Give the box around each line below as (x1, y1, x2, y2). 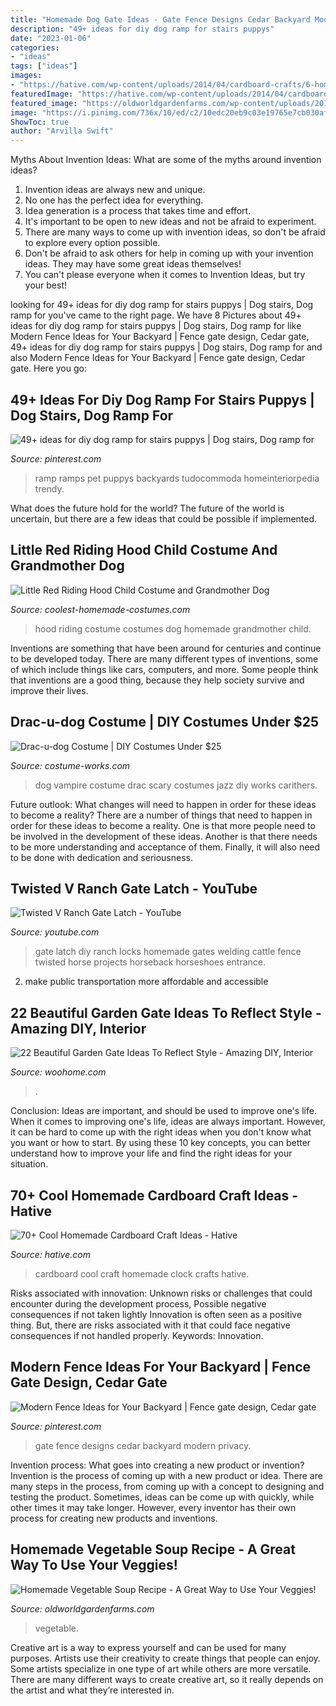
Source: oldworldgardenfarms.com (10, 1602, 155, 1615)
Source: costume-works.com (10, 759, 131, 771)
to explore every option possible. (24, 237, 161, 249)
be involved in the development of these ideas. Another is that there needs (10, 830, 318, 842)
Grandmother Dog (10, 557, 125, 575)
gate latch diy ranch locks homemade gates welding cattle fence (34, 946, 302, 958)
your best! (24, 279, 68, 291)
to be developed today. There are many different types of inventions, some (10, 652, 319, 665)
